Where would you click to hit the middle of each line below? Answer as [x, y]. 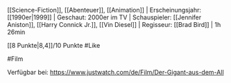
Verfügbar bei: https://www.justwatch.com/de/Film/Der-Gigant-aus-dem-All [115, 72]
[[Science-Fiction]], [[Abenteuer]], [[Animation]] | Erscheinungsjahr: [104, 10]
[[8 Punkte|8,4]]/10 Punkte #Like [54, 45]
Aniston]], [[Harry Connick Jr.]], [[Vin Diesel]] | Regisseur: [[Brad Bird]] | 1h [114, 25]
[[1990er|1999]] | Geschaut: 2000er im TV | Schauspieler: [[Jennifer [104, 17]
